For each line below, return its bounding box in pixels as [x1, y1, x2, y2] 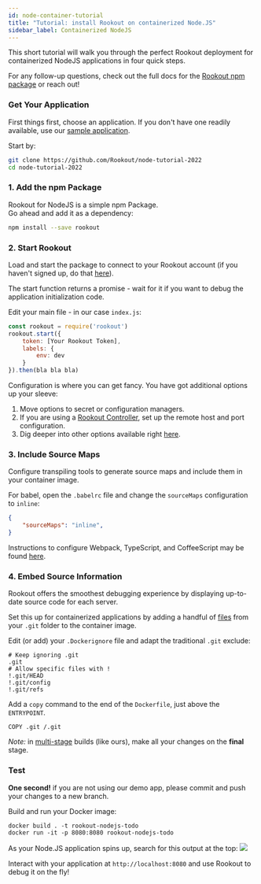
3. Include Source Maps [8, 449, 101, 460]
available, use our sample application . [8, 125, 130, 135]
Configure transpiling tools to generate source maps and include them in [8, 467, 243, 476]
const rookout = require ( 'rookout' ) [8, 322, 128, 331]
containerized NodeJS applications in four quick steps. [8, 56, 186, 65]
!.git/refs [8, 686, 44, 694]
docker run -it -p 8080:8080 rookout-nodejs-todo [8, 828, 175, 837]
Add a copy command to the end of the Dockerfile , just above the [8, 700, 220, 709]
